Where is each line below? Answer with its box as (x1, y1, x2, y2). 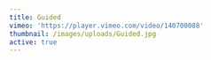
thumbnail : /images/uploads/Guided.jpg (9, 29, 157, 38)
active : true (9, 37, 58, 47)
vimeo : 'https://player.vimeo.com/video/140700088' (9, 21, 204, 30)
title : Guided (9, 12, 62, 22)
